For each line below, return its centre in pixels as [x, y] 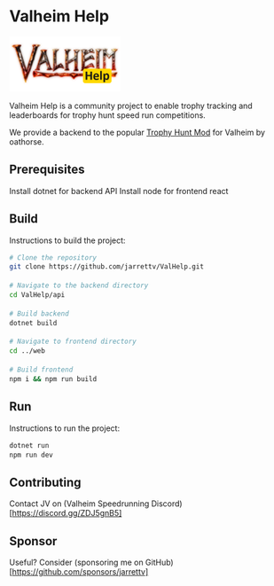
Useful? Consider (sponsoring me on [76, 562]
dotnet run [29, 445]
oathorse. [27, 141]
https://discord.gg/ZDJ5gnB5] [67, 513]
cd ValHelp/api [37, 295]
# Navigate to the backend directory [79, 285]
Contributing [45, 482]
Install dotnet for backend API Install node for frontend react [119, 191]
